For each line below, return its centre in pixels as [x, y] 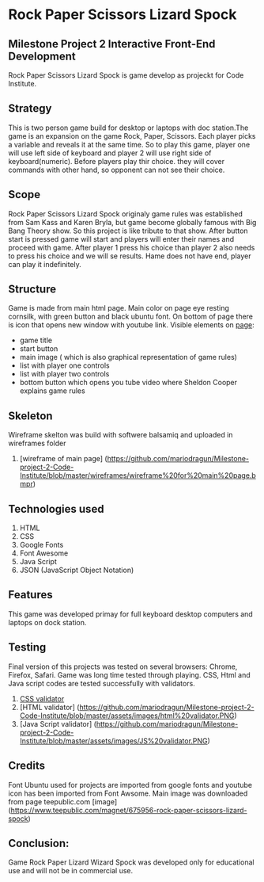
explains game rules [52, 391]
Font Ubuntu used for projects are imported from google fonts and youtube [130, 785]
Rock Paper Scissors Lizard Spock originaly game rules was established [125, 214]
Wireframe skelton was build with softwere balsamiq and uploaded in [121, 435]
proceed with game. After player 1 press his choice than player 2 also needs [132, 247]
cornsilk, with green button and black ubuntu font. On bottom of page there [131, 317]
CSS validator [42, 698]
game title [36, 340]
